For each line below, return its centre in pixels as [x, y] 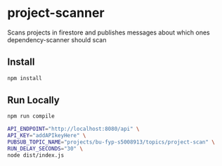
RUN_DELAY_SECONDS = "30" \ [45, 148]
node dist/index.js [36, 155]
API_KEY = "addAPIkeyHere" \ [47, 136]
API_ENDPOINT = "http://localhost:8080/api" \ [73, 129]
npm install [25, 78]
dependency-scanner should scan [57, 39]
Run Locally [33, 100]
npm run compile [31, 116]
